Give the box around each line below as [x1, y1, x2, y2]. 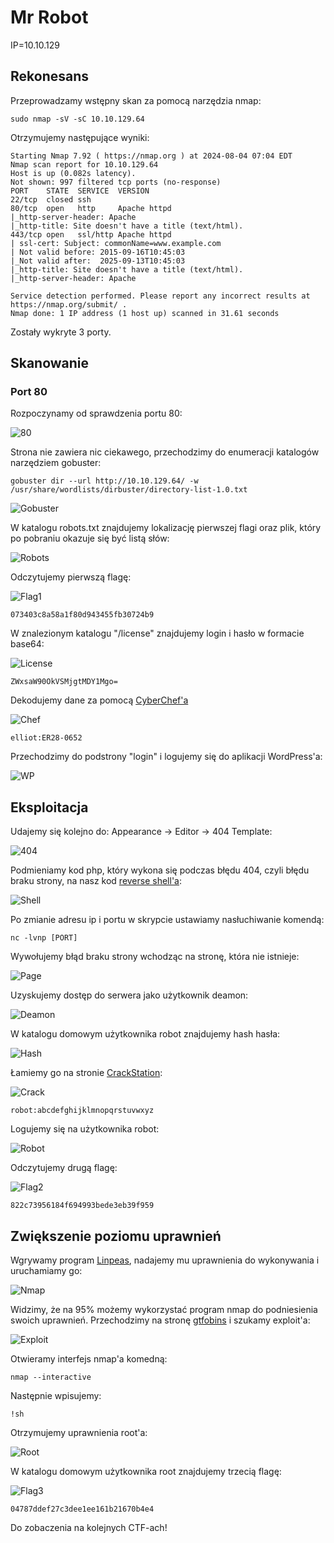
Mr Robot [10, 6, 89, 29]
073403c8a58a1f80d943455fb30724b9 [10, 610, 155, 620]
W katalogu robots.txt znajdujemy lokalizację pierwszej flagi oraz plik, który [10, 522, 322, 534]
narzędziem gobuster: [10, 457, 102, 469]
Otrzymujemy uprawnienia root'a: [10, 1427, 148, 1439]
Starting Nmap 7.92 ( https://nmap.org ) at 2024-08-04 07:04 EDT [10, 151, 293, 161]
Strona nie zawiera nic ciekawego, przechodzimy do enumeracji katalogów [10, 446, 320, 458]
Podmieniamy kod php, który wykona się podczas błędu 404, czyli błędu [10, 864, 310, 876]
